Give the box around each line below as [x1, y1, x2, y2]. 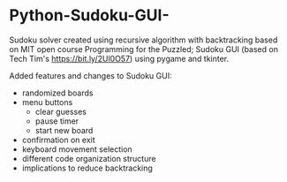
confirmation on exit [21, 134, 95, 145]
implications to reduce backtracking [21, 163, 153, 173]
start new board [34, 125, 94, 135]
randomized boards [21, 87, 94, 98]
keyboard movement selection [21, 143, 132, 155]
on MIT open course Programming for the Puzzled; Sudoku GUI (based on [9, 43, 278, 54]
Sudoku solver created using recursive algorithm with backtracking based [9, 34, 278, 45]
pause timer [34, 116, 79, 126]
